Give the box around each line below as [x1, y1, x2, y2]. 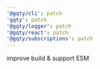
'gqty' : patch [6, 16, 48, 23]
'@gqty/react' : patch [6, 29, 69, 36]
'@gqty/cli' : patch [6, 10, 63, 17]
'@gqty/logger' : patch [6, 23, 72, 29]
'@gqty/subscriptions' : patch [6, 36, 94, 42]
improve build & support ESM [6, 54, 90, 62]
